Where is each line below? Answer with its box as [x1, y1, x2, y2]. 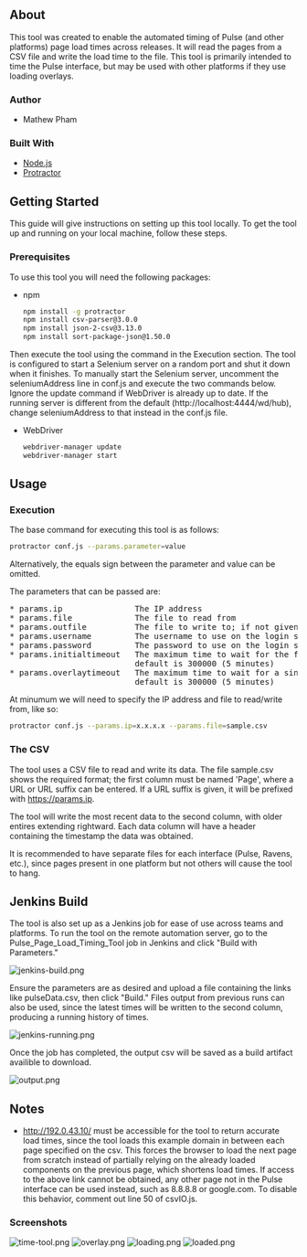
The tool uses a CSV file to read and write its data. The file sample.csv [9, 763, 274, 775]
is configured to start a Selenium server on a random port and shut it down [9, 358, 291, 369]
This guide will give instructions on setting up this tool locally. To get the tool [9, 218, 297, 229]
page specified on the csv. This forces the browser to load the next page [22, 1145, 297, 1156]
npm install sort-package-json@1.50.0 [22, 333, 171, 342]
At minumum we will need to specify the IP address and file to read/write [9, 694, 283, 705]
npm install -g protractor [22, 306, 126, 316]
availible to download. [9, 1057, 92, 1068]
